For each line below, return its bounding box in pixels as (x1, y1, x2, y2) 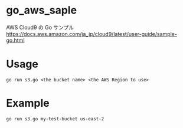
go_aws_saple (6, 4, 77, 17)
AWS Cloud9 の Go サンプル (6, 24, 74, 31)
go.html (6, 37, 25, 44)
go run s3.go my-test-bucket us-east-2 (6, 116, 104, 122)
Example (6, 97, 50, 110)
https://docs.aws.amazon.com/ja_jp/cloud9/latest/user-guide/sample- (6, 30, 177, 37)
